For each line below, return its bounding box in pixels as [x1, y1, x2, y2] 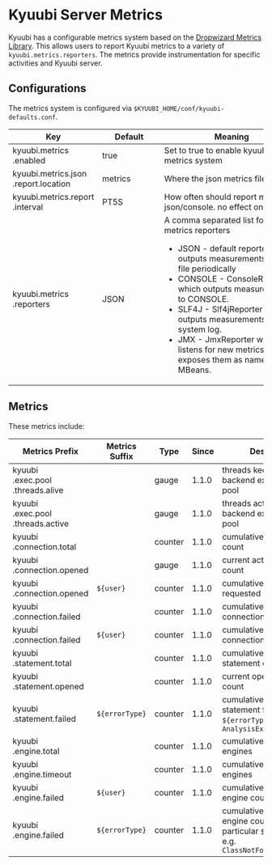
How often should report [164, 191, 257, 202]
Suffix [109, 451, 134, 462]
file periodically [177, 263, 236, 274]
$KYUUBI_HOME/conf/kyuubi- [133, 104, 225, 112]
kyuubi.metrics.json [12, 167, 87, 179]
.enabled [12, 155, 46, 166]
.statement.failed [12, 713, 77, 724]
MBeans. [177, 364, 212, 375]
